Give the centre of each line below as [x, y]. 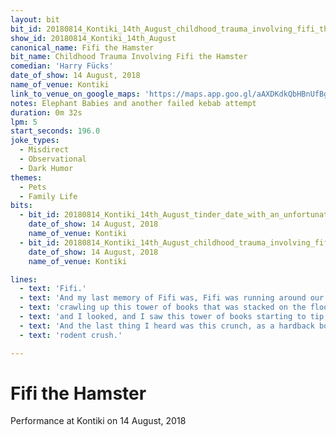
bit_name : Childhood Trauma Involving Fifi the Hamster [129, 57]
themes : [26, 177]
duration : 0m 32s [46, 112]
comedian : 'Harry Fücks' [62, 66]
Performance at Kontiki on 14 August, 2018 [98, 421]
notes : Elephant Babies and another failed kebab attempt [133, 103]
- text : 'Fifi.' [53, 289]
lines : [24, 279]
